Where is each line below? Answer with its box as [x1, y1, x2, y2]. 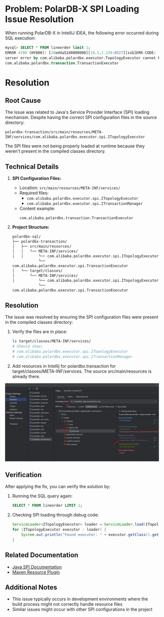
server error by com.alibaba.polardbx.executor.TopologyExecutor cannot [5, 55, 156, 60]
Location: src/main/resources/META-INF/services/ [19, 185, 121, 191]
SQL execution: [5, 35, 36, 41]
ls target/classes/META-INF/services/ [12, 339, 91, 344]
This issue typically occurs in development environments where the [12, 596, 148, 602]
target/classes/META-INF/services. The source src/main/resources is [12, 368, 152, 374]
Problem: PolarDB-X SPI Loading [5, 3, 140, 15]
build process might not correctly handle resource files [12, 601, 123, 607]
